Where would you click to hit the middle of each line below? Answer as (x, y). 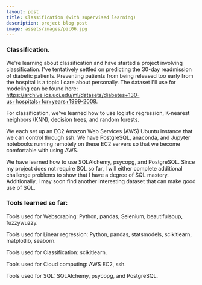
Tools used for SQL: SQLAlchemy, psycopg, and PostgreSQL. (82, 275)
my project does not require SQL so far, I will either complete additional (94, 168)
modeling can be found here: (42, 89)
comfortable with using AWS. (43, 150)
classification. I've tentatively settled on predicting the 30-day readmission (99, 69)
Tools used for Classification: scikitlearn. (57, 252)
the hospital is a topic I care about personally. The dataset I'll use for (91, 82)
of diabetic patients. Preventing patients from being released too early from (100, 75)
